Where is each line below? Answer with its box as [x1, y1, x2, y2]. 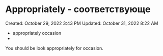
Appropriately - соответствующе [5, 4, 151, 15]
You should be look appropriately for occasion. [5, 45, 103, 51]
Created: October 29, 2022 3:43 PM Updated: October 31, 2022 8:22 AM [5, 20, 158, 26]
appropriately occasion [12, 30, 62, 36]
